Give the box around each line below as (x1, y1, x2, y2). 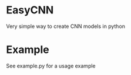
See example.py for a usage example (6, 62, 96, 69)
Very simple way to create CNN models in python (6, 23, 125, 30)
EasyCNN (6, 3, 54, 17)
